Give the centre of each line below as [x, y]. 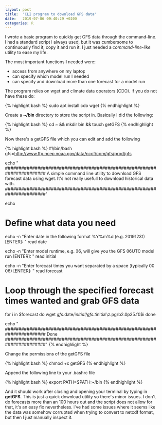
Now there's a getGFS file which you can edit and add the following [72, 139]
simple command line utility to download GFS [96, 174]
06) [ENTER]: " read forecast [34, 271]
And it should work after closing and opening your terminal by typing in [76, 391]
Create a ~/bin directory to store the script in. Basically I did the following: [79, 115]
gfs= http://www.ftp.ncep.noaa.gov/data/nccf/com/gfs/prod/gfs [69, 154]
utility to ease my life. [26, 53]
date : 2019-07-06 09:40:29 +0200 [41, 18]
